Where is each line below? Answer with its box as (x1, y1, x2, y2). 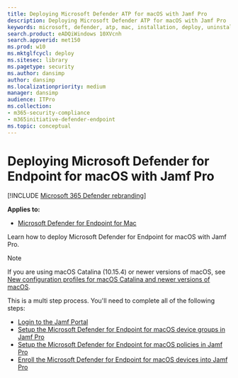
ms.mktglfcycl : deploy (7, 50, 74, 57)
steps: (7, 304, 25, 313)
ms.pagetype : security (7, 63, 74, 70)
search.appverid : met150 (7, 37, 81, 44)
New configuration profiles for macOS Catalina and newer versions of (7, 275, 210, 284)
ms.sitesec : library (7, 57, 69, 64)
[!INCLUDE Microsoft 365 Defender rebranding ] (7, 191, 147, 200)
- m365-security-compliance (7, 109, 91, 116)
